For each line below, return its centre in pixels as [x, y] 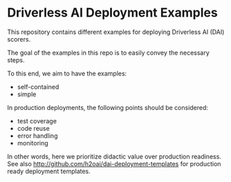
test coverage [37, 121]
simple [27, 94]
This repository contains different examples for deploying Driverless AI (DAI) [116, 32]
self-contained [38, 87]
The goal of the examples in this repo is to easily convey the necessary [108, 53]
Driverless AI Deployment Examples [112, 13]
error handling [37, 136]
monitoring [33, 143]
